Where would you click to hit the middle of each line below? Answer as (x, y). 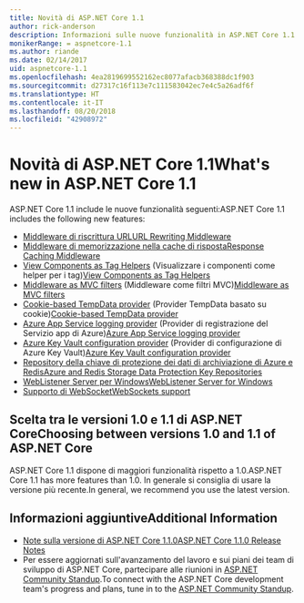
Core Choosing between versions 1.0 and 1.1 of (142, 434)
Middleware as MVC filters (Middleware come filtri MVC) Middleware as (156, 285)
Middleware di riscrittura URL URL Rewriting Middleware (127, 237)
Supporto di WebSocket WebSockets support (106, 392)
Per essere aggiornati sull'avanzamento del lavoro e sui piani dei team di (158, 559)
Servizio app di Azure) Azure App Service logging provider (132, 333)
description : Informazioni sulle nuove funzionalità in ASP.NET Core (144, 35)
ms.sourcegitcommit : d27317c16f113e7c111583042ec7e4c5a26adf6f (132, 86)
